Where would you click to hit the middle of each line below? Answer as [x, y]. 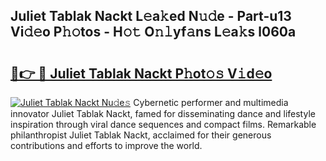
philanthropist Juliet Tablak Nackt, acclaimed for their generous [141, 135]
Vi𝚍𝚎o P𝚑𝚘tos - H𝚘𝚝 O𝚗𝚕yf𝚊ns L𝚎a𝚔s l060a [153, 32]
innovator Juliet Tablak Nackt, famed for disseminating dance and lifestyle [163, 113]
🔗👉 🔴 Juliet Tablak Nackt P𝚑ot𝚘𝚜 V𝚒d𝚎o [141, 73]
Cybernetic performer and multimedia [211, 102]
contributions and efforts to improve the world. [106, 145]
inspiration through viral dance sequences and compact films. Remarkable [163, 124]
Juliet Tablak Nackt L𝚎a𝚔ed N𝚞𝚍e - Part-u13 [151, 16]
